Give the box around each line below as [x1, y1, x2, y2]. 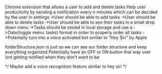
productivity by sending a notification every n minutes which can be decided [5, 9, 158, 15]
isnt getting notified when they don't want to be [5, 54, 100, 60]
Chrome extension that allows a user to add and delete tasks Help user [5, 4, 146, 10]
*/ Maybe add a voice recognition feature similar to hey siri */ [5, 63, 127, 69]
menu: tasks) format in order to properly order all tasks [32, 30, 142, 35]
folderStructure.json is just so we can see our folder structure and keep [5, 44, 147, 49]
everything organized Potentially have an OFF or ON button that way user [5, 49, 151, 55]
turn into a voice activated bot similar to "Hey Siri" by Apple [29, 35, 147, 40]
